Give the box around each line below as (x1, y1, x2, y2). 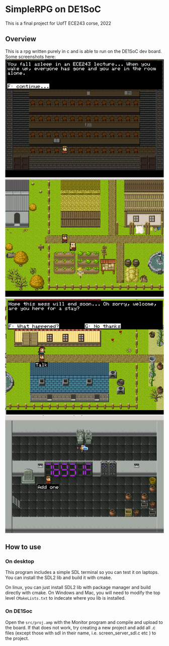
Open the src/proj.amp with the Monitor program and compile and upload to (5, 619, 163, 625)
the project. (5, 635, 29, 641)
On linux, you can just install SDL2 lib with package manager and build (5, 585, 151, 591)
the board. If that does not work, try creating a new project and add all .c (5, 624, 156, 630)
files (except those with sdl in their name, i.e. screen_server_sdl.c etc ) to (5, 630, 156, 636)
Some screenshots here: (5, 53, 56, 59)
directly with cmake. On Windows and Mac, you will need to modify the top (5, 590, 160, 596)
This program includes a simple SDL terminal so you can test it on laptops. (5, 569, 159, 575)
